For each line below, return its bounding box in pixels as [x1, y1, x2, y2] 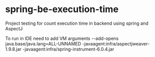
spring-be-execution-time [5, 4, 119, 15]
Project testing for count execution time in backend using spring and [5, 20, 149, 26]
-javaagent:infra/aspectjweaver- [82, 40, 150, 46]
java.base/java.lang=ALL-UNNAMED [5, 40, 81, 46]
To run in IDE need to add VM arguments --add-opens [5, 35, 119, 41]
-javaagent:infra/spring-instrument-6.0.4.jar [22, 46, 114, 52]
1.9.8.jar [5, 46, 22, 52]
